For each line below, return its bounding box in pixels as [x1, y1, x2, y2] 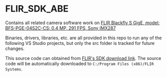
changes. [5, 45, 25, 51]
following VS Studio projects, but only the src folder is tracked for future [5, 40, 155, 46]
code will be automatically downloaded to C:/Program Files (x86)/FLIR [5, 60, 154, 66]
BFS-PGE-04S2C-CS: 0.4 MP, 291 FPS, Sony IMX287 [5, 25, 116, 31]
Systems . [5, 66, 23, 72]
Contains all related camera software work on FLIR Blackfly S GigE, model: [5, 20, 160, 26]
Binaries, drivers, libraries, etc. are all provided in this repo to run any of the [5, 35, 162, 41]
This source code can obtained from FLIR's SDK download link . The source [5, 55, 161, 61]
